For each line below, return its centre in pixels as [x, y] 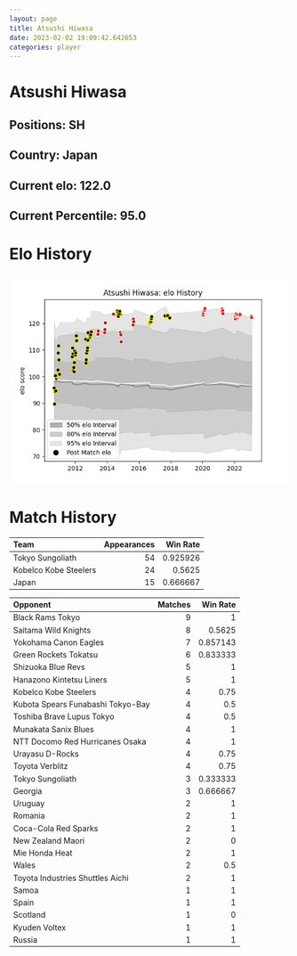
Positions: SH [48, 125]
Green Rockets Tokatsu [56, 655]
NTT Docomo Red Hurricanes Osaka [80, 741]
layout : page [33, 19]
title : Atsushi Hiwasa [51, 28]
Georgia [28, 791]
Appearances [129, 544]
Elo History [51, 254]
